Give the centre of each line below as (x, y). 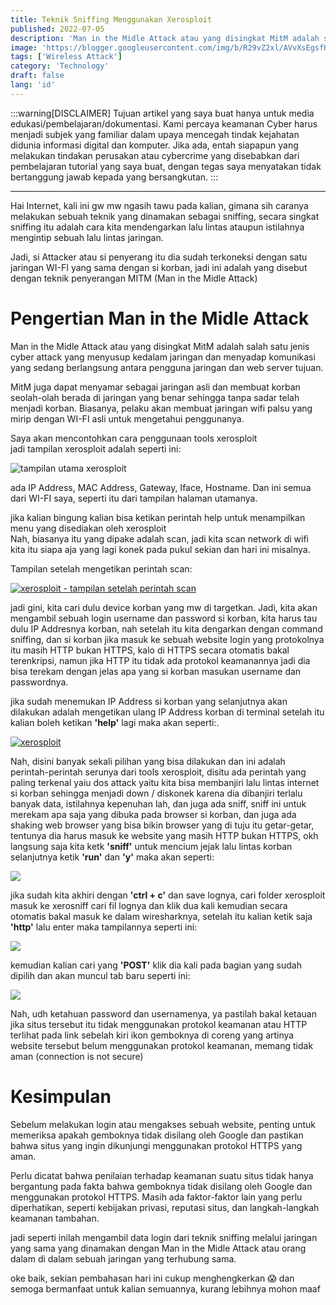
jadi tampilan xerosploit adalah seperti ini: (96, 448)
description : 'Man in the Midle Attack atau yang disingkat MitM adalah (165, 38)
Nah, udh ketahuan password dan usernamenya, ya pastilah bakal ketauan (163, 1013)
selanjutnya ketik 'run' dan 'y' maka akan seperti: (112, 857)
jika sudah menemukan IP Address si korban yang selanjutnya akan (149, 701)
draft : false (37, 76)
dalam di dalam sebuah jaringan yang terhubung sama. (123, 1258)
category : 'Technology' (60, 66)
